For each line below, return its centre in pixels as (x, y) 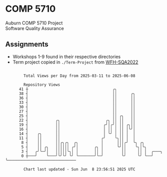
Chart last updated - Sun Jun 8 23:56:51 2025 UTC (80, 169)
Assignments (27, 45)
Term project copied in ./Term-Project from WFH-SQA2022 (75, 62)
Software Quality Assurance (35, 28)
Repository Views (42, 84)
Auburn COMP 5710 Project (34, 23)
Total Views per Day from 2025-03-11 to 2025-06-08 (80, 76)
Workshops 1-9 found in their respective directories (66, 56)
